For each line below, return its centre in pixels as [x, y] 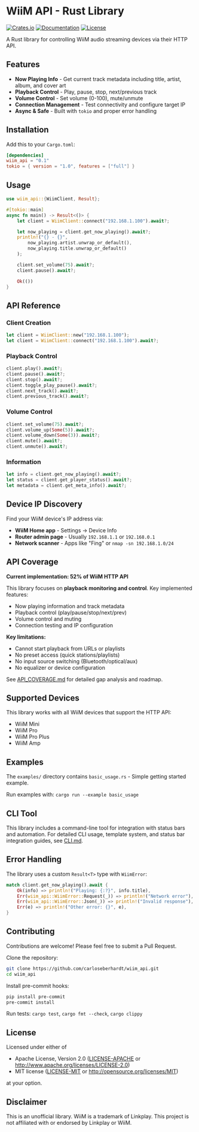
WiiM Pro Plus [32, 737]
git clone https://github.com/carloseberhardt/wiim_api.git [83, 968]
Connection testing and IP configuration [64, 625]
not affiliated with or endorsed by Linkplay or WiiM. [69, 1123]
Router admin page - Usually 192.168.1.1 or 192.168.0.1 [85, 537]
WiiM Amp [27, 743]
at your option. [24, 1083]
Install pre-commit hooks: [38, 986]
